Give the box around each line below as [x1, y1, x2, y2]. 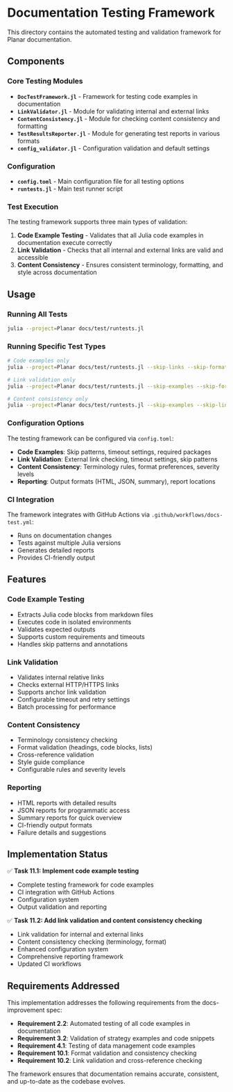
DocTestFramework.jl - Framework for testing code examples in [17, 92, 198, 100]
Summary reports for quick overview [17, 813, 123, 822]
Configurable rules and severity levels [17, 766, 126, 774]
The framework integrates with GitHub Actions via [7, 510, 150, 519]
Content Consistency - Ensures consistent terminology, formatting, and [17, 261, 223, 269]
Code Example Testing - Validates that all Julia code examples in [17, 231, 204, 239]
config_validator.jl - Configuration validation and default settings [17, 144, 210, 152]
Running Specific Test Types [7, 341, 106, 351]
